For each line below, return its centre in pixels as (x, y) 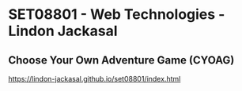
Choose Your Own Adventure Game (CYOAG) (121, 60)
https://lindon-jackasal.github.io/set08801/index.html (95, 79)
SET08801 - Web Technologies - (117, 15)
